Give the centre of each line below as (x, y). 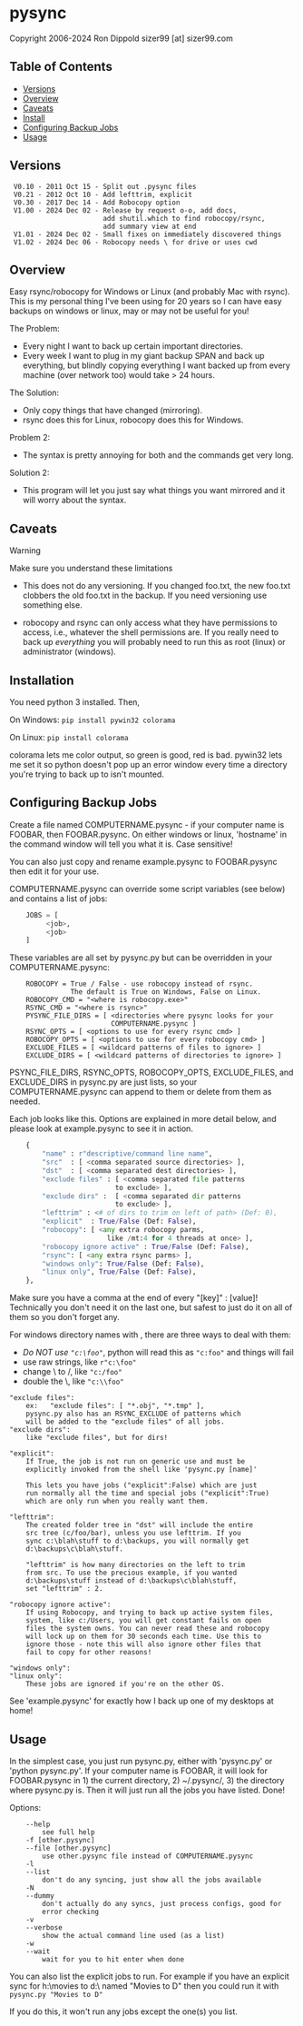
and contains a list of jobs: (59, 899)
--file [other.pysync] (68, 1848)
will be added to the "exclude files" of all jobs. (125, 1422)
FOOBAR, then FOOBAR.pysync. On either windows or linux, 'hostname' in (148, 834)
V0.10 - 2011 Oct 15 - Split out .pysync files (105, 186)
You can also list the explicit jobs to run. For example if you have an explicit (150, 1976)
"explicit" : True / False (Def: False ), (119, 1222)
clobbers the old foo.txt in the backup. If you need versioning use (145, 596)
